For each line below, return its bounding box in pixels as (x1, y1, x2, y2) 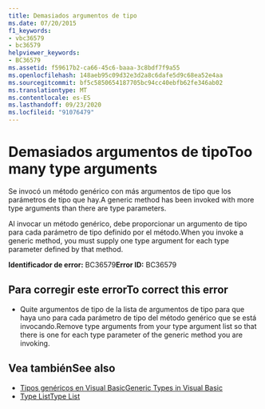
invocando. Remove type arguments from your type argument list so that (19, 321, 257, 331)
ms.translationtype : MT (8, 86, 88, 94)
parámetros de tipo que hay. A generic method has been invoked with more (8, 194, 255, 204)
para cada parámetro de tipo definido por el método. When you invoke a (8, 227, 243, 237)
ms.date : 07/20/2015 (8, 19, 77, 27)
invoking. (19, 338, 50, 348)
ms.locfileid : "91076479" (8, 109, 94, 117)
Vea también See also (8, 362, 116, 375)
